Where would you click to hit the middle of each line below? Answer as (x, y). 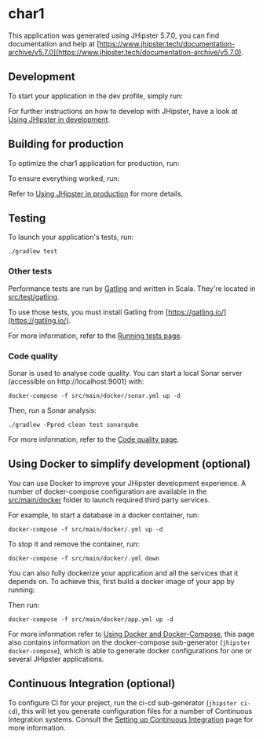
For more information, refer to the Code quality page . (94, 439)
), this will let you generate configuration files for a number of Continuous (134, 711)
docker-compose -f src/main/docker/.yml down (84, 558)
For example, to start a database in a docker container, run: (104, 515)
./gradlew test (33, 252)
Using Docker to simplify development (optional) (130, 464)
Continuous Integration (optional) (92, 684)
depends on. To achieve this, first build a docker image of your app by (121, 581)
